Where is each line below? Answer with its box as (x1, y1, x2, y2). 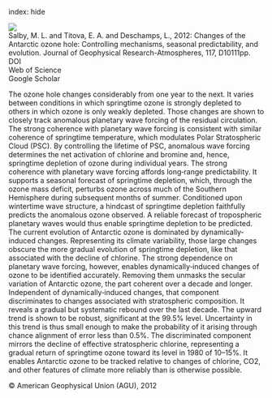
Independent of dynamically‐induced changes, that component (8, 288, 219, 297)
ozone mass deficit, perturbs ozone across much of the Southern (8, 184, 227, 194)
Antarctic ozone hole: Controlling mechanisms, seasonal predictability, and (8, 40, 258, 49)
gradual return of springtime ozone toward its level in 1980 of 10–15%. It (8, 348, 248, 357)
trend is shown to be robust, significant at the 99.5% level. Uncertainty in (8, 314, 253, 323)
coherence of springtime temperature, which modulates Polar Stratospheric (8, 133, 261, 142)
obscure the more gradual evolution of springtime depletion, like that (8, 245, 238, 254)
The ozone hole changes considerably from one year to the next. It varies (8, 89, 254, 99)
